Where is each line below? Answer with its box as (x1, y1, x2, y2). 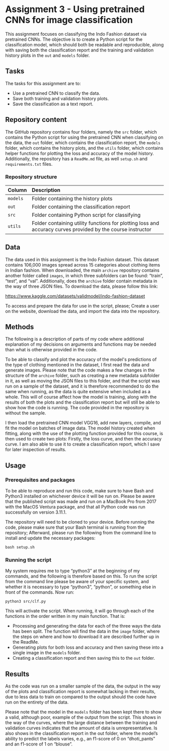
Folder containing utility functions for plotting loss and (32, 219, 159, 226)
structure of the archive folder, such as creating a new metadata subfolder (5, 372, 160, 379)
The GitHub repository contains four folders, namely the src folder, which (5, 129, 157, 135)
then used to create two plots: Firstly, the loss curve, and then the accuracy (5, 436, 162, 442)
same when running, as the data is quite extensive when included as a (5, 389, 151, 395)
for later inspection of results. (5, 447, 66, 453)
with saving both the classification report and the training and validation (5, 47, 154, 53)
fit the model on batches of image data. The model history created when (5, 425, 155, 431)
